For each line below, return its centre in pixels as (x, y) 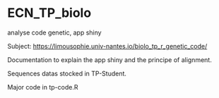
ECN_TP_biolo (49, 13)
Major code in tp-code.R (43, 87)
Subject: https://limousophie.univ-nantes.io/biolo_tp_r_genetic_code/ (107, 46)
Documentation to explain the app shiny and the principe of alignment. (109, 60)
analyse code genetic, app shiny (54, 32)
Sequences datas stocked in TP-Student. (67, 73)
